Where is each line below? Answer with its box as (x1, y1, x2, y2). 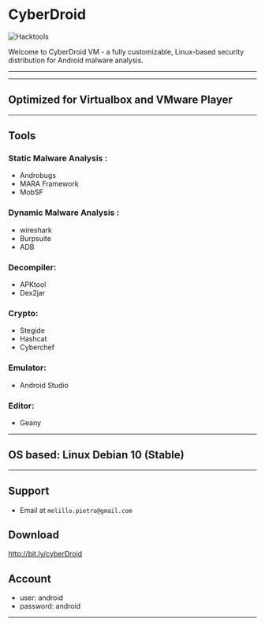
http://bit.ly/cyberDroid (8, 549, 83, 559)
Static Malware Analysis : (8, 153, 108, 164)
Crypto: (8, 307, 39, 319)
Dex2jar (19, 288, 46, 298)
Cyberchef (19, 342, 55, 353)
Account (8, 571, 51, 586)
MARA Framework (19, 179, 79, 189)
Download (8, 528, 59, 541)
